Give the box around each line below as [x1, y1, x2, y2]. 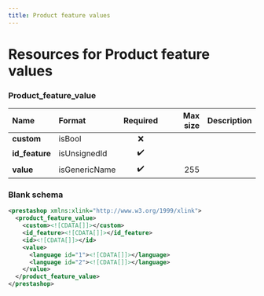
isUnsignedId [58, 148, 108, 159]
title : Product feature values [8, 11, 111, 20]
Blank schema [8, 189, 64, 200]
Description [207, 115, 252, 126]
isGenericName [58, 164, 116, 175]
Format [58, 115, 86, 126]
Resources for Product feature [8, 45, 211, 63]
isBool [58, 133, 82, 144]
